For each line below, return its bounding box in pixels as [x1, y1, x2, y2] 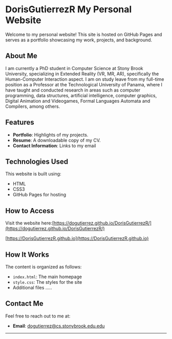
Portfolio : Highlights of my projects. [12, 131, 89, 138]
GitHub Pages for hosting [12, 192, 67, 198]
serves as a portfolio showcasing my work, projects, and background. [5, 37, 153, 43]
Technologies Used [5, 157, 68, 166]
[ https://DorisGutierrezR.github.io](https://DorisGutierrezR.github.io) [5, 235, 149, 241]
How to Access [5, 206, 55, 215]
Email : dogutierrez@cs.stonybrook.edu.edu [12, 323, 105, 329]
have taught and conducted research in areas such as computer [5, 87, 141, 93]
